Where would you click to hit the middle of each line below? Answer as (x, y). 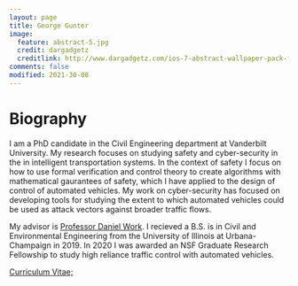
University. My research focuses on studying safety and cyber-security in (144, 152)
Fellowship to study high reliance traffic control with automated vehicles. (142, 254)
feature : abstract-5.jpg (63, 42)
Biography (48, 118)
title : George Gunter (49, 26)
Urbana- (241, 236)
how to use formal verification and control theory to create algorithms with (145, 171)
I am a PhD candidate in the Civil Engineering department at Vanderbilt (138, 143)
